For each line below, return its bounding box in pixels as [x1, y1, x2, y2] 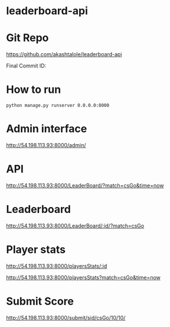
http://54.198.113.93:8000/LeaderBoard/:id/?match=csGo [6, 222, 145, 229]
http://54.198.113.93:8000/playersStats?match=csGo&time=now [6, 274, 161, 281]
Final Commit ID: [6, 62, 47, 69]
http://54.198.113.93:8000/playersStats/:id [6, 262, 107, 270]
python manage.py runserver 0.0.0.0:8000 [6, 102, 110, 109]
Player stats [6, 243, 66, 257]
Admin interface [6, 122, 87, 135]
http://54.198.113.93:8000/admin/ [6, 142, 87, 148]
